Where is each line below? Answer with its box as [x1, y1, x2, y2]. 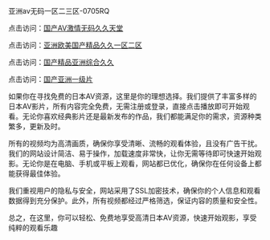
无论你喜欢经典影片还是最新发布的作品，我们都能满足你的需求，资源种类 [22, 112, 262, 121]
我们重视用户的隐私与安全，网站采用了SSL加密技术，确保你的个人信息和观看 [8, 186, 261, 195]
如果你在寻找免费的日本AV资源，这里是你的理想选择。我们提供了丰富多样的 [8, 92, 257, 101]
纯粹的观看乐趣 [8, 223, 58, 232]
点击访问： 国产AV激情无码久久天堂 [8, 23, 124, 33]
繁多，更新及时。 [8, 122, 65, 131]
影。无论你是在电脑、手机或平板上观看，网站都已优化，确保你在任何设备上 [8, 159, 255, 168]
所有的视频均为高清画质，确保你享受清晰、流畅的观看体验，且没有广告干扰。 [8, 139, 262, 148]
